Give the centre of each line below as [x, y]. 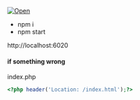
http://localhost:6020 [38, 45]
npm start [31, 32]
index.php [22, 77]
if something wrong [36, 61]
